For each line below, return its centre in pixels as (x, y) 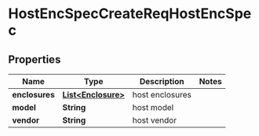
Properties (35, 59)
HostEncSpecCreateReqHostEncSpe (130, 14)
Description (162, 81)
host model (153, 107)
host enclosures (162, 95)
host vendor (155, 120)
